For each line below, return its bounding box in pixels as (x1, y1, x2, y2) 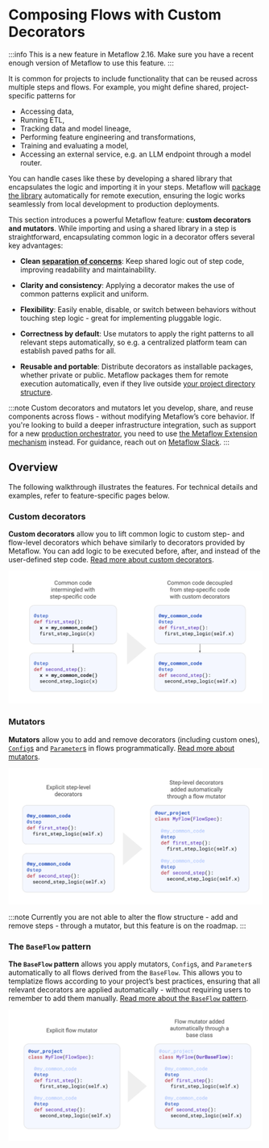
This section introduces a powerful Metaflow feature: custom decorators (8, 215, 251, 224)
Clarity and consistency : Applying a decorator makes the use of (19, 280, 235, 290)
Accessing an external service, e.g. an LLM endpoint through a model (19, 149, 251, 159)
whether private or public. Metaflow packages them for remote (19, 369, 229, 380)
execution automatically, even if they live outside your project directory (19, 378, 255, 388)
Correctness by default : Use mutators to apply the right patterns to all (19, 328, 255, 338)
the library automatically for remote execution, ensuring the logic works (8, 190, 246, 200)
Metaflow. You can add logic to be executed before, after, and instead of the (8, 546, 261, 556)
